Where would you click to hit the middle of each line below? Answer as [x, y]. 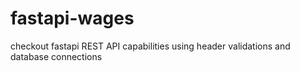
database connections [56, 56]
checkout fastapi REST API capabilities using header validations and [150, 46]
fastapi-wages [72, 18]
